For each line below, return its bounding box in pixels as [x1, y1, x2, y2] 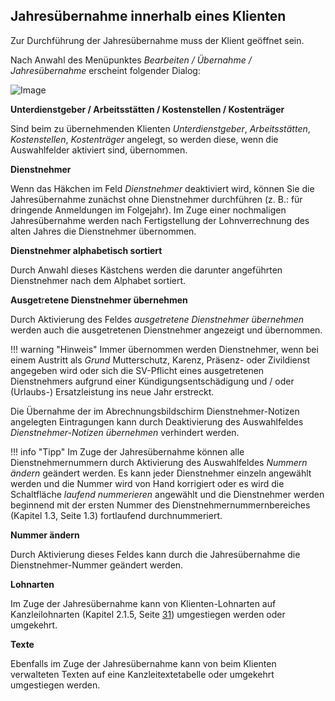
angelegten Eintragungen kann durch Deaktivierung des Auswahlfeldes [10, 415, 304, 428]
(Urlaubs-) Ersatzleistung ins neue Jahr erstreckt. [10, 385, 215, 398]
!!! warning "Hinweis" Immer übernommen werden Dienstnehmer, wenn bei [10, 343, 319, 355]
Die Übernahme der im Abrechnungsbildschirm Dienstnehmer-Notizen [10, 405, 300, 417]
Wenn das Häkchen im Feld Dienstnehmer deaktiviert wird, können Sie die [10, 182, 315, 194]
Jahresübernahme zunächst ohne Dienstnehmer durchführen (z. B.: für [10, 193, 303, 205]
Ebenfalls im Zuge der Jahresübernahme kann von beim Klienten [10, 657, 277, 669]
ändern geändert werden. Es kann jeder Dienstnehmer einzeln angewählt [10, 467, 312, 479]
